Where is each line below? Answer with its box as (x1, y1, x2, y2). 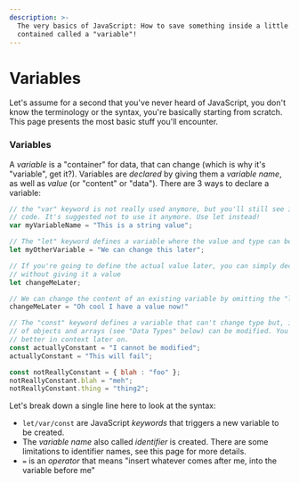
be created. (21, 427, 65, 438)
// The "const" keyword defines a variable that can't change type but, (9, 318, 285, 328)
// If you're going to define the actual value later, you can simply (9, 261, 277, 270)
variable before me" (21, 465, 95, 476)
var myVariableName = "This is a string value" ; (9, 221, 193, 230)
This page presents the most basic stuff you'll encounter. (9, 117, 219, 127)
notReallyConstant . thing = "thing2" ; (9, 384, 149, 393)
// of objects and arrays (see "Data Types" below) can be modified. (9, 327, 273, 336)
